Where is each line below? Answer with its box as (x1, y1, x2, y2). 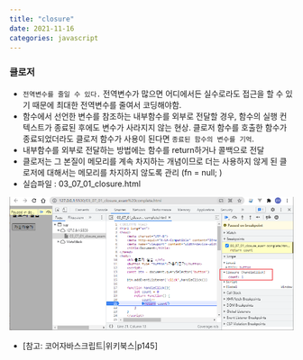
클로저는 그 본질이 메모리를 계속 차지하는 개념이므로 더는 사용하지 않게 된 (22, 156, 278, 166)
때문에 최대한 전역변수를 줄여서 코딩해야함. (32, 99, 182, 110)
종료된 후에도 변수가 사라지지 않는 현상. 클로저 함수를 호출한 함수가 (53, 121, 288, 132)
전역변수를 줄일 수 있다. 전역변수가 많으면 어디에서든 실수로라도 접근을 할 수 (22, 88, 284, 99)
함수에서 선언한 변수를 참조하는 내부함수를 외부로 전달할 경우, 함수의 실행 (22, 111, 278, 121)
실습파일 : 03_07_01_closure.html (22, 178, 142, 189)
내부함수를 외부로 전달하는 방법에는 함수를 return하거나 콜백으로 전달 (22, 144, 264, 155)
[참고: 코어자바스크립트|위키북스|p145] (22, 340, 158, 351)
